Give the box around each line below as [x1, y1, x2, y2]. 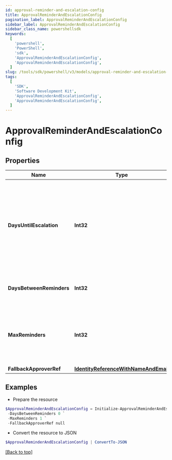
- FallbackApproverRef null [7, 421, 66, 426]
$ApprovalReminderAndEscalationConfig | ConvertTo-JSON [5, 439, 127, 445]
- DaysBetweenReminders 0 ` [7, 411, 66, 416]
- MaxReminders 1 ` [7, 416, 47, 421]
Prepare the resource [12, 396, 58, 403]
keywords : [5, 31, 27, 36]
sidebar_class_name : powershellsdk [5, 27, 81, 32]
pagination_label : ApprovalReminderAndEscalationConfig [5, 17, 127, 22]
